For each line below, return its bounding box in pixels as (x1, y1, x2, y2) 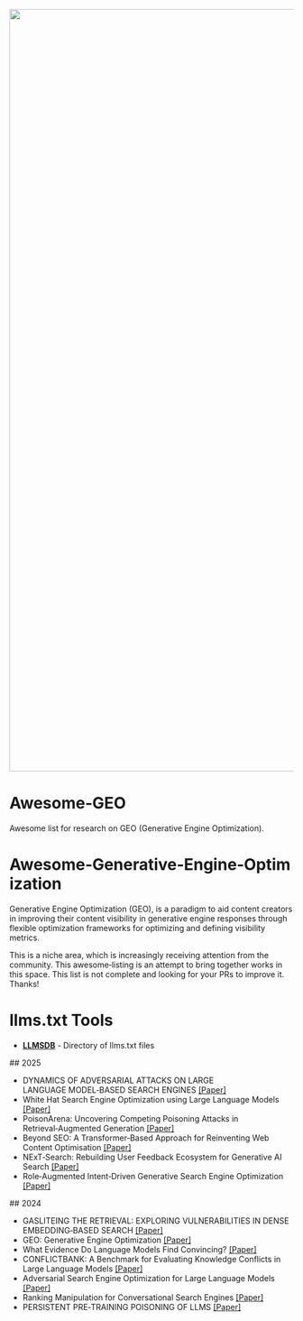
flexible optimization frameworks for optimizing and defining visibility (9, 922, 266, 933)
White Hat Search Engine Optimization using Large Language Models (22, 1094, 280, 1104)
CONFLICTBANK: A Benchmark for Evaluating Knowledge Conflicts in (22, 1253, 281, 1264)
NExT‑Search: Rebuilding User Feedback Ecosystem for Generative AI (22, 1151, 282, 1162)
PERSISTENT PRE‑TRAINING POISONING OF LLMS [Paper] (22, 1301, 242, 1312)
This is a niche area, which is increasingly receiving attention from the (9, 949, 269, 960)
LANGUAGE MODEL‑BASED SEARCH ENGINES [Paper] (22, 1084, 227, 1095)
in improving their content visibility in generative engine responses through (9, 912, 288, 924)
